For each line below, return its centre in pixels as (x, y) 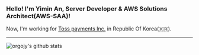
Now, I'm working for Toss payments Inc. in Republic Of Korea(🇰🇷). (89, 29)
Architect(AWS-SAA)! (38, 16)
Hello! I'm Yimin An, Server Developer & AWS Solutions (87, 9)
